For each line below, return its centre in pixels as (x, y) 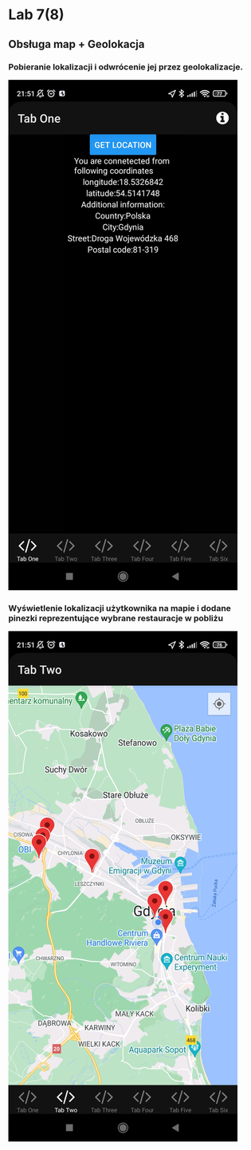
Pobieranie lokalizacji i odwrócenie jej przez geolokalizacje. (125, 67)
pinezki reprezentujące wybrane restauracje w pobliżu (116, 618)
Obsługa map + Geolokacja (76, 44)
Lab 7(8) (36, 15)
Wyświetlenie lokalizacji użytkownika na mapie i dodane (120, 608)
